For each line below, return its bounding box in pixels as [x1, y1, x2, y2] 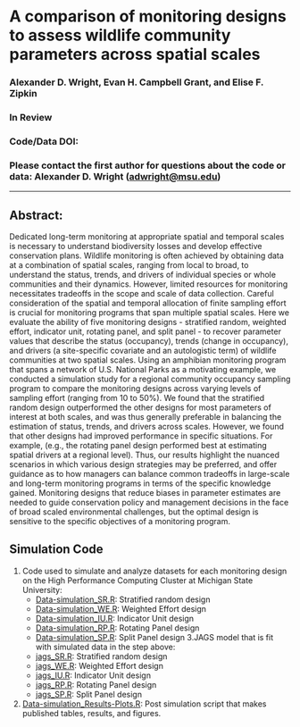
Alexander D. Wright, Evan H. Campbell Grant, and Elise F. [9, 76, 264, 88]
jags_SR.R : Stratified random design [35, 650, 168, 662]
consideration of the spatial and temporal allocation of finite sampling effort [9, 297, 287, 309]
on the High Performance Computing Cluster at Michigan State [21, 574, 254, 586]
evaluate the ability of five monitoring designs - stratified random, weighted [9, 317, 287, 328]
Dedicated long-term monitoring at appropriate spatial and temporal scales [9, 231, 285, 242]
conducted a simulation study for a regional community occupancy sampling [9, 373, 291, 385]
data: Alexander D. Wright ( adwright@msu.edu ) [9, 170, 221, 182]
